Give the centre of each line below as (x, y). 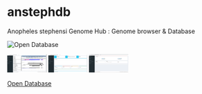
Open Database (29, 83)
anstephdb (39, 12)
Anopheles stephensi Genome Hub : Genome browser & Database (101, 31)
